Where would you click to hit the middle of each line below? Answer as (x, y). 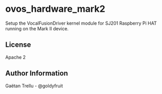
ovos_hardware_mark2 (55, 9)
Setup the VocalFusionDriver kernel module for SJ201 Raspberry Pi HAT (81, 23)
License (18, 45)
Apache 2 (16, 57)
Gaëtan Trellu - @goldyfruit (34, 86)
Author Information (37, 73)
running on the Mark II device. (37, 28)
